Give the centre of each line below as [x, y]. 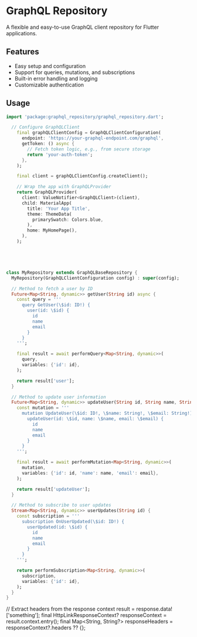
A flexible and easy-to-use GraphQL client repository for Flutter [83, 27]
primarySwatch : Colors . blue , [68, 219]
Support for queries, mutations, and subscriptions [75, 72]
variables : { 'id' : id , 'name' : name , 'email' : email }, [90, 473]
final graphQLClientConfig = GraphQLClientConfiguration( [89, 133]
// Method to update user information [59, 397]
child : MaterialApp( [47, 203]
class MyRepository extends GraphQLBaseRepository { [72, 272]
